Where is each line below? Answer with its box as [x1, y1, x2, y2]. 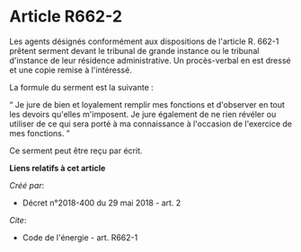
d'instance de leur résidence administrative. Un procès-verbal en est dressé [9, 55, 291, 65]
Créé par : [9, 179, 45, 190]
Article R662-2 [9, 6, 123, 27]
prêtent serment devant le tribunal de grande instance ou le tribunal [9, 45, 260, 56]
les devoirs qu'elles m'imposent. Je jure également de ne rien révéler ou [9, 109, 277, 119]
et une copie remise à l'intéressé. [9, 65, 132, 75]
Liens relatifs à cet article [9, 162, 106, 173]
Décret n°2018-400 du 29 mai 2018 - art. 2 [22, 197, 181, 208]
